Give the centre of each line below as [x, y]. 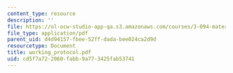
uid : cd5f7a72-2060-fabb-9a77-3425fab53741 [71, 59]
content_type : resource [42, 14]
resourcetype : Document [42, 46]
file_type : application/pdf [48, 33]
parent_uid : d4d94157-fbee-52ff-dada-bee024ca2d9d [82, 40]
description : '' [31, 20]
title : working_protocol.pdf [49, 53]
